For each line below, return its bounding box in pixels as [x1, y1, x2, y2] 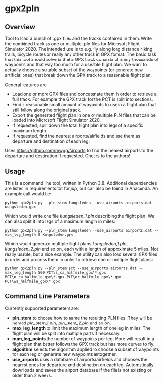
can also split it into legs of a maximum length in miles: [5, 218, 115, 224]
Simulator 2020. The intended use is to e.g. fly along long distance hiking [5, 46, 153, 52]
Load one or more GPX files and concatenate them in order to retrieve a [12, 91, 157, 97]
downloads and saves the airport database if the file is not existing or [12, 367, 152, 373]
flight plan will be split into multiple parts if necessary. [12, 330, 121, 336]
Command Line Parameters [5, 292, 90, 300]
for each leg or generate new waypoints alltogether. [12, 351, 117, 357]
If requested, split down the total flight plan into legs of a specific [12, 122, 143, 128]
